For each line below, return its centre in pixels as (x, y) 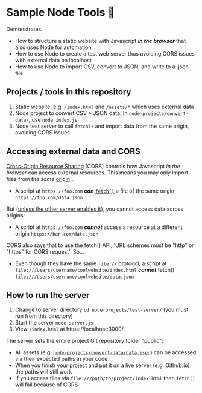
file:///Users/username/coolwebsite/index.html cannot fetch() (95, 269)
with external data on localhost (53, 60)
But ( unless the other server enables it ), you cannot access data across (95, 209)
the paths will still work (43, 372)
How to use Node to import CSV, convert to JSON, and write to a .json (102, 67)
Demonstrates (24, 29)
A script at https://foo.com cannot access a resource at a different (99, 227)
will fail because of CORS (46, 385)
